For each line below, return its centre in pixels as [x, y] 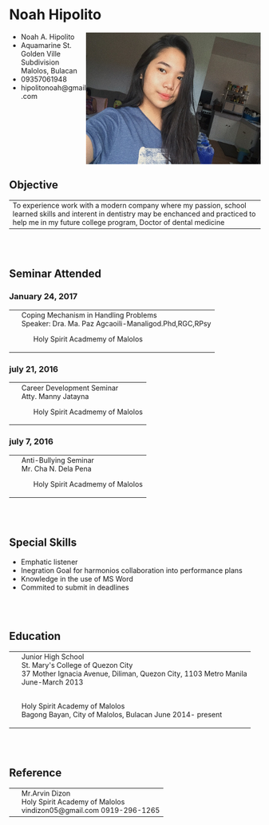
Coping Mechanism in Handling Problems [89, 315]
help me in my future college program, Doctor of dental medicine [119, 223]
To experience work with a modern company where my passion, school [129, 206]
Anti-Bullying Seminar [58, 460]
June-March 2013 [52, 682]
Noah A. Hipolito [47, 37]
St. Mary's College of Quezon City [77, 665]
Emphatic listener [49, 562]
